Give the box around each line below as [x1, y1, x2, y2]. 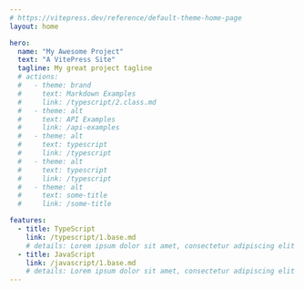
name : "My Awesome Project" [17, 47, 125, 56]
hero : [9, 38, 30, 47]
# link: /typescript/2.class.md [17, 98, 157, 107]
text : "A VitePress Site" [17, 56, 117, 65]
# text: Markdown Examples [17, 88, 137, 98]
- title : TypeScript [17, 224, 96, 233]
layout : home [9, 22, 59, 31]
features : [9, 216, 47, 225]
